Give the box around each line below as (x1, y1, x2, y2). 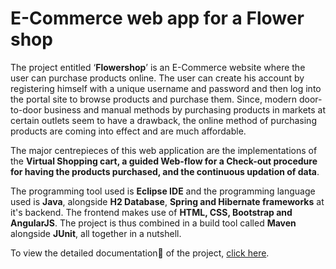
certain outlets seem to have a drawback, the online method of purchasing (10, 114, 317, 126)
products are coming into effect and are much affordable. (10, 125, 247, 137)
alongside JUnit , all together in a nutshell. (10, 227, 182, 239)
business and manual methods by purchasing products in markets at (43, 103, 326, 116)
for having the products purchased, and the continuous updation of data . (10, 165, 320, 177)
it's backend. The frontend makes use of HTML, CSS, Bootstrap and (10, 206, 293, 218)
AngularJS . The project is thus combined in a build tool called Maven (10, 217, 297, 229)
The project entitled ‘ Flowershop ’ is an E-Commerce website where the (10, 61, 306, 73)
